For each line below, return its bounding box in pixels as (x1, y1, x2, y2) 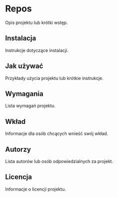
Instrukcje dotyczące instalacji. (5, 47, 69, 53)
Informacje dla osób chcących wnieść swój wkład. (5, 130, 109, 136)
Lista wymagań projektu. (5, 103, 56, 109)
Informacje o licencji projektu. (5, 186, 66, 192)
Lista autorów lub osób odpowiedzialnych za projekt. (5, 158, 114, 164)
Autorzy (5, 145, 31, 153)
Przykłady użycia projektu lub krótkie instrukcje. (5, 75, 104, 81)
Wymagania (5, 89, 44, 98)
